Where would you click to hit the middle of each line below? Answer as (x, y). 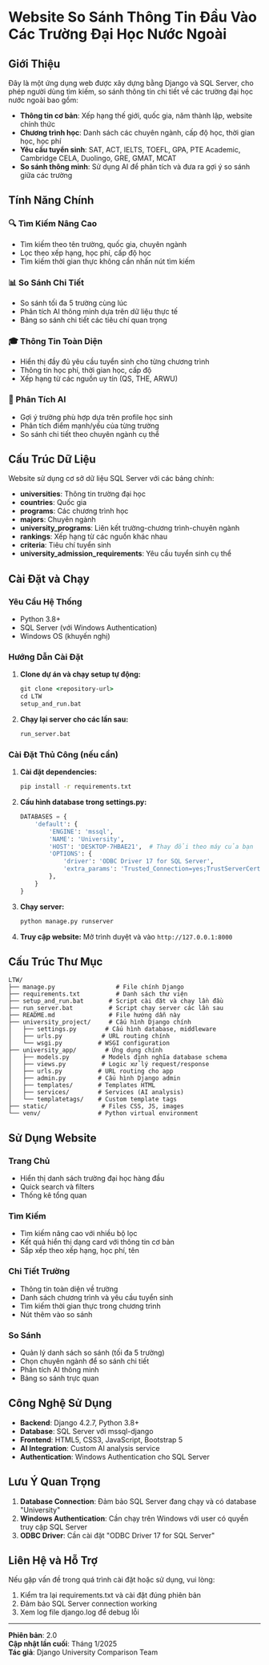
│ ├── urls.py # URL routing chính (89, 1037)
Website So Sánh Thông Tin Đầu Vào (133, 17)
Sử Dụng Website (53, 1138)
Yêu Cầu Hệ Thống (45, 601)
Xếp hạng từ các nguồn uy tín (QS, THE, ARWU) (99, 379)
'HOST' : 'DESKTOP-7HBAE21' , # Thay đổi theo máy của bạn (151, 847)
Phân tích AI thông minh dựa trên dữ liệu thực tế (99, 311)
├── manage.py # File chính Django (96, 987)
